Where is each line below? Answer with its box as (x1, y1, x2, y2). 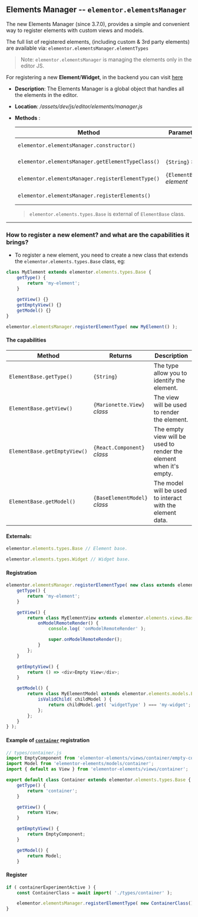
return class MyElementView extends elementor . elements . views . (27, 615, 186, 621)
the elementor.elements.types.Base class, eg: (14, 258, 126, 265)
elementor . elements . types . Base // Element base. (6, 546, 128, 552)
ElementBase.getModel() (9, 498, 76, 505)
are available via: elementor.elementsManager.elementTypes (6, 44, 149, 51)
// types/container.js (6, 750, 62, 756)
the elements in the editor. (14, 91, 78, 98)
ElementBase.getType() (9, 374, 72, 380)
